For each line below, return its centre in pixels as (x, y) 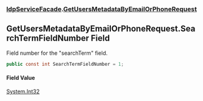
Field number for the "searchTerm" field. (57, 53)
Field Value (21, 78)
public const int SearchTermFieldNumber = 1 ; (65, 64)
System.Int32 (23, 91)
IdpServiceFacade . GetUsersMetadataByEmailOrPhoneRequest (101, 9)
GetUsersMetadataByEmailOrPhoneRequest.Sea (101, 29)
